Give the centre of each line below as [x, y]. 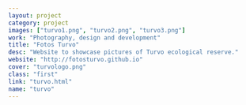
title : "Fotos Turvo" [44, 45]
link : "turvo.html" [40, 81]
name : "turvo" [32, 89]
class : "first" [33, 74]
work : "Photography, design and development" [84, 37]
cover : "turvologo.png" [47, 67]
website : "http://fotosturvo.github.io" [76, 60]
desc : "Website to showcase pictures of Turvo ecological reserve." [123, 52]
